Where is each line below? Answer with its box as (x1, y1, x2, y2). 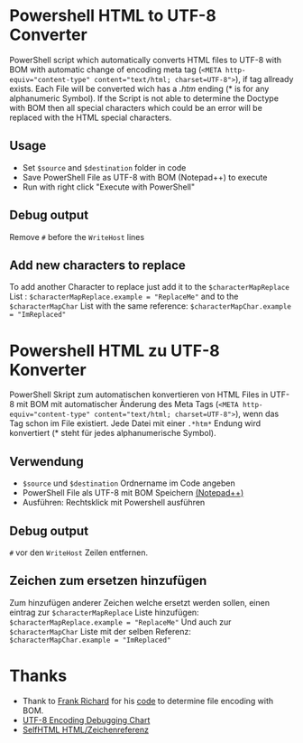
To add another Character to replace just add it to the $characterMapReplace (9, 282, 290, 293)
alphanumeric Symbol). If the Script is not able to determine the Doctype (9, 92, 280, 104)
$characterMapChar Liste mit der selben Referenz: (9, 626, 192, 636)
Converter (9, 24, 87, 45)
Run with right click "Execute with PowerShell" (22, 181, 196, 192)
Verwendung (9, 453, 84, 469)
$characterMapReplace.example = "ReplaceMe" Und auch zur (9, 616, 232, 627)
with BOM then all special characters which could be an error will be (9, 102, 263, 113)
